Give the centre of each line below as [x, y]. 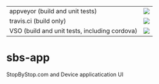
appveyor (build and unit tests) [53, 11]
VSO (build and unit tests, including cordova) [73, 31]
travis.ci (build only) [38, 21]
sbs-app [28, 58]
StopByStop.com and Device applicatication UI [65, 74]
